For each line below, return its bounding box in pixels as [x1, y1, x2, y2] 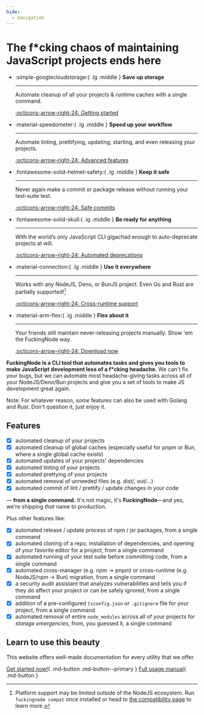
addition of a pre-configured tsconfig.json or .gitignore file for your [15, 599, 189, 607]
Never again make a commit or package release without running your [15, 186, 188, 193]
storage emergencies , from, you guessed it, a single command [15, 620, 172, 627]
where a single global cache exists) [15, 450, 104, 458]
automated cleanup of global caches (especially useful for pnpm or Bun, [15, 444, 196, 451]
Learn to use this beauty [6, 637, 100, 648]
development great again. [6, 385, 71, 392]
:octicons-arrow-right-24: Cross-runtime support [15, 300, 138, 307]
